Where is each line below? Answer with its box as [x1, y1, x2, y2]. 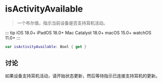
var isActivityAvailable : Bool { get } [5, 44, 87, 49]
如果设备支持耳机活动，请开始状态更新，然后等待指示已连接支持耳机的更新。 [5, 73, 160, 79]
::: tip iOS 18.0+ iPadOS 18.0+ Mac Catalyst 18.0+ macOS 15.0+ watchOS [5, 30, 152, 35]
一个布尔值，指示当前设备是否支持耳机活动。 [17, 20, 108, 26]
